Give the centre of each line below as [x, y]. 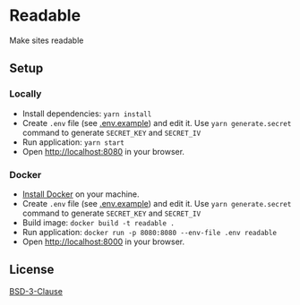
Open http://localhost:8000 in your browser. [103, 241]
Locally [26, 94]
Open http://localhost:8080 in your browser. [103, 151]
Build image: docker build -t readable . [98, 222]
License [32, 270]
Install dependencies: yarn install [87, 114]
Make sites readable [47, 40]
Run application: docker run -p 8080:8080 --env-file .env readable [150, 232]
